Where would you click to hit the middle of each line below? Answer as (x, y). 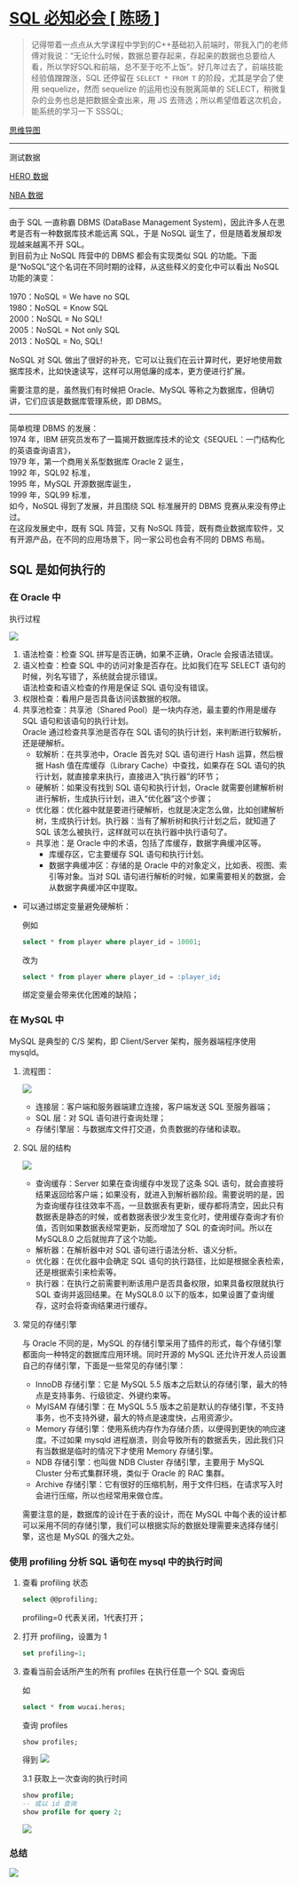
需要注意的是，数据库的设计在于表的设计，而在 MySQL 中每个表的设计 (150, 1514)
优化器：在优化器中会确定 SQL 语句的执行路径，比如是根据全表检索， (162, 1261)
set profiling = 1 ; (54, 1653)
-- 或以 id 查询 (49, 1804)
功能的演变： (32, 277)
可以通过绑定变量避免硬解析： (76, 906)
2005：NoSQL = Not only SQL (65, 330)
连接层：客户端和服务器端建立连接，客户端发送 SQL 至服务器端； (154, 1106)
